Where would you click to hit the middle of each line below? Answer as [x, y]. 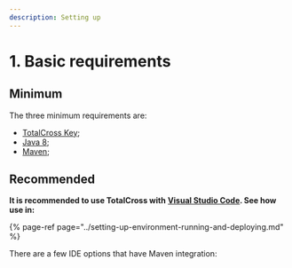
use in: [22, 210]
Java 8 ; [36, 142]
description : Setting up [55, 17]
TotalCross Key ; [51, 132]
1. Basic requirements [90, 61]
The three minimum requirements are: [78, 115]
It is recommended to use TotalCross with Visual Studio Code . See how [143, 201]
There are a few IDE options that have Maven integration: [113, 254]
